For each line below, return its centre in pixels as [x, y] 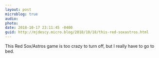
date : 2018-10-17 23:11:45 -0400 [39, 28]
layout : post [18, 10]
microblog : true [21, 14]
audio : [12, 19]
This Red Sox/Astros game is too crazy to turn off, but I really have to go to [80, 46]
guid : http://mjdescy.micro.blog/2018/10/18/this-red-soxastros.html [77, 32]
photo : [12, 23]
